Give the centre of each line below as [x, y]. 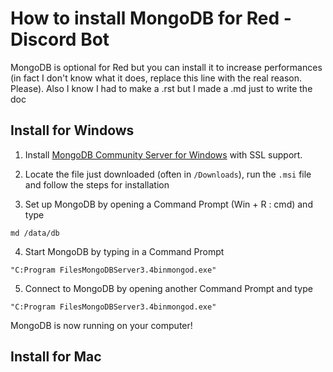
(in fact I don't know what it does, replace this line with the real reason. [156, 78]
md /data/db [35, 233]
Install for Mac [56, 357]
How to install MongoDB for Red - [151, 18]
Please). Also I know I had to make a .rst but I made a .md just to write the [161, 88]
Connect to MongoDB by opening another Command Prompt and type [168, 288]
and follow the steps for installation [97, 184]
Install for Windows [72, 130]
